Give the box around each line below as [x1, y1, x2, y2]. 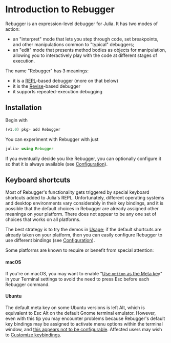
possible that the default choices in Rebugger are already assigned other [5, 206, 159, 212]
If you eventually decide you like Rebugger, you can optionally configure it [5, 155, 161, 162]
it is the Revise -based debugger [12, 83, 81, 89]
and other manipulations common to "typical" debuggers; [12, 41, 135, 47]
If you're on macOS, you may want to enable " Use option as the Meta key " [5, 270, 163, 276]
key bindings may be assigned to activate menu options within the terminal [5, 320, 163, 327]
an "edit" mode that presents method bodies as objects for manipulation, [12, 47, 166, 53]
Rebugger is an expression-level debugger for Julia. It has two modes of [5, 21, 158, 27]
